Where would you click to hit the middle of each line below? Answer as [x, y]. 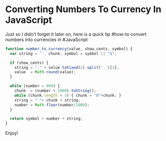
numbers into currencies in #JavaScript [46, 40]
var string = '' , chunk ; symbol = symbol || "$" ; [63, 54]
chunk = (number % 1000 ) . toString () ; [55, 91]
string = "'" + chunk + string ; [47, 100]
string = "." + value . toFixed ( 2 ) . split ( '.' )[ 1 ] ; [67, 67]
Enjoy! [12, 133]
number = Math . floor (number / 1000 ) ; [52, 105]
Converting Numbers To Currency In [83, 9]
